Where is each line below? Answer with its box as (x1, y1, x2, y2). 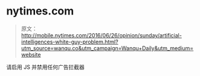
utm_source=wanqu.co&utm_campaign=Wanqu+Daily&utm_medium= (21, 44, 194, 52)
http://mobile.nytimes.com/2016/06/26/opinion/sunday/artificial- (21, 31, 182, 39)
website (21, 51, 41, 58)
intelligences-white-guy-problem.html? (21, 38, 119, 45)
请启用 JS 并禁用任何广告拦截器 (6, 63, 85, 71)
